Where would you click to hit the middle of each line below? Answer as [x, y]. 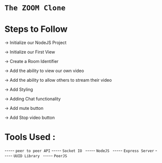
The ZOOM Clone [35, 8]
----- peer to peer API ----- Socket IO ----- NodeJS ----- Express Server [79, 150]
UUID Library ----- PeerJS [40, 156]
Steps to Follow [36, 29]
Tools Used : [30, 137]
